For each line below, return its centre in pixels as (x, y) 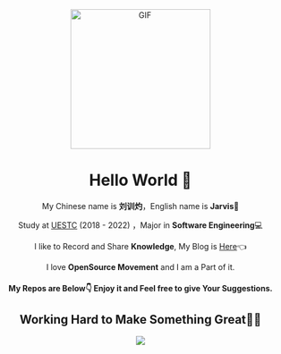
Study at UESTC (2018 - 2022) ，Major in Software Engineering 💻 (140, 225)
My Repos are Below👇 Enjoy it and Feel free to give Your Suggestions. (140, 288)
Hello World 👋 (140, 180)
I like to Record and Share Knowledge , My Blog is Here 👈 (140, 246)
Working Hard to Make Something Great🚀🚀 (140, 320)
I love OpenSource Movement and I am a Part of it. (140, 266)
